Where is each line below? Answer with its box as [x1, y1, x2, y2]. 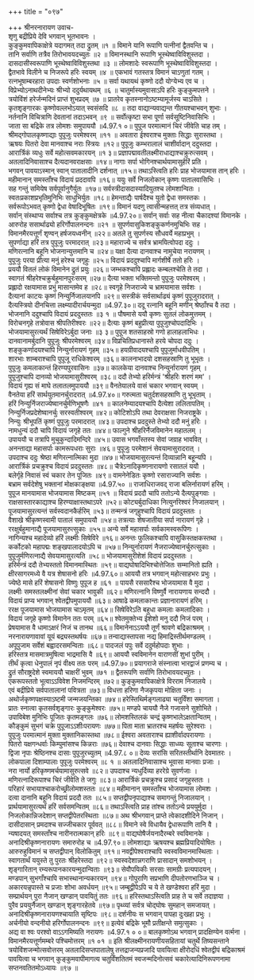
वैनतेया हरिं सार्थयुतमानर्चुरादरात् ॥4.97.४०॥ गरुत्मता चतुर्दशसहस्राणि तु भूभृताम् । [8, 390, 212, 399]
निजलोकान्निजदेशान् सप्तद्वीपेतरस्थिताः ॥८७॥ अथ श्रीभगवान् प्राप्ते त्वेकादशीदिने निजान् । [8, 811, 225, 820]
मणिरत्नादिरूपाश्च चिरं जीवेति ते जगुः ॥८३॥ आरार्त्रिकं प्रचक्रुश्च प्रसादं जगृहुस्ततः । [8, 775, 210, 784]
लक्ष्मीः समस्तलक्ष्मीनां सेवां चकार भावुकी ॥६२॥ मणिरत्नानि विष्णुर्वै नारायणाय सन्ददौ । [8, 587, 217, 596]
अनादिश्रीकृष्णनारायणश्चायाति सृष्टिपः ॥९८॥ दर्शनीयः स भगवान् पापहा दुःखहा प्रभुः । [8, 909, 212, 919]
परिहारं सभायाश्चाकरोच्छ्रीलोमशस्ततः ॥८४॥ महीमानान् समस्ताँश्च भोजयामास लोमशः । [8, 784, 218, 793]
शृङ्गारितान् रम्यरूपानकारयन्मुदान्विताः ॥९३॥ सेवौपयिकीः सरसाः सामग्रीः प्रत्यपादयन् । [8, 865, 217, 874]
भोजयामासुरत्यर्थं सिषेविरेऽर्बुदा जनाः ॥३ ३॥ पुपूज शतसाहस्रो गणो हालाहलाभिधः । [8, 327, 206, 337]
